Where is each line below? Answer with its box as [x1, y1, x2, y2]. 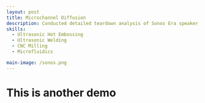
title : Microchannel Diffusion [6, 15, 86, 21]
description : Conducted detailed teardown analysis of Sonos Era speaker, [6, 20, 201, 26]
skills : [6, 26, 26, 32]
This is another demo [6, 86, 116, 99]
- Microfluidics [12, 49, 53, 55]
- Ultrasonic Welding [12, 37, 67, 43]
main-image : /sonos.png [6, 59, 67, 66]
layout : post [6, 9, 40, 15]
